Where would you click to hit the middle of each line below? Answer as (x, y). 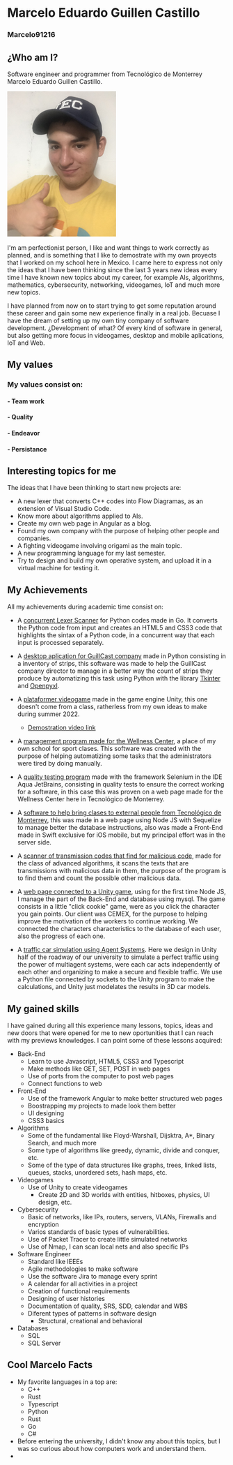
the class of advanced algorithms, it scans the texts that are (103, 863)
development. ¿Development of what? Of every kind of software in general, (115, 328)
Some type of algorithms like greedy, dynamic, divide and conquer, (124, 1150)
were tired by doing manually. (59, 764)
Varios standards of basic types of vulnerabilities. (98, 1232)
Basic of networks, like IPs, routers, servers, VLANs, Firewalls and (122, 1217)
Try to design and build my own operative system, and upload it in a (114, 560)
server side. (34, 842)
